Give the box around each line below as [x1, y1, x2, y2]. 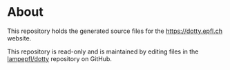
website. [7, 34, 32, 42]
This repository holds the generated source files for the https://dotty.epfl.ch [7, 27, 223, 35]
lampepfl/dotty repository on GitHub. [7, 54, 113, 62]
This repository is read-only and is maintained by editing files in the [7, 47, 199, 56]
